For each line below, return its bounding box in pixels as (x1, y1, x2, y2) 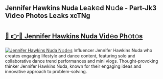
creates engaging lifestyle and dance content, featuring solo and (5, 53, 136, 58)
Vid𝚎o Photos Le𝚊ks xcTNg (5, 12, 91, 20)
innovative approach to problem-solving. (5, 69, 87, 74)
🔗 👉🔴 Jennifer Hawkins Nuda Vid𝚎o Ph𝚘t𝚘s (5, 32, 143, 40)
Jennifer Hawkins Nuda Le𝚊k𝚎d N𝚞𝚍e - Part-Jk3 (5, 4, 157, 12)
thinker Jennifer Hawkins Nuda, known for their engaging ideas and (5, 63, 141, 69)
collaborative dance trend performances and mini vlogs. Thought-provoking (5, 58, 158, 64)
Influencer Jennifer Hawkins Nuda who (73, 48, 153, 53)
